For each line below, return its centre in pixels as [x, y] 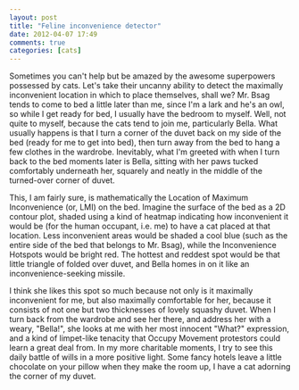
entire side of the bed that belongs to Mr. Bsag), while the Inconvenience [143, 245]
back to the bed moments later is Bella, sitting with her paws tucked [134, 162]
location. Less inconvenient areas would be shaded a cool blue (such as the [149, 236]
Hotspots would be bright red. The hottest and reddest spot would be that [145, 254]
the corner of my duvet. [53, 377]
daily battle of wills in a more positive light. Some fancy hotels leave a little [146, 357]
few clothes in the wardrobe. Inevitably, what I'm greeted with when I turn [145, 152]
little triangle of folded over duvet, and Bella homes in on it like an [129, 264]
